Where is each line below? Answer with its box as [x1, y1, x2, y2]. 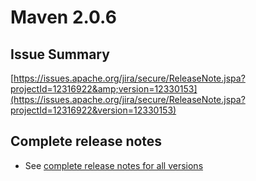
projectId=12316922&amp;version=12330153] [10, 83, 198, 95]
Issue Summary [10, 46, 110, 63]
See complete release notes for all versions [24, 159, 204, 171]
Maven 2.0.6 [10, 6, 117, 29]
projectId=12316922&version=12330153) [10, 104, 177, 116]
